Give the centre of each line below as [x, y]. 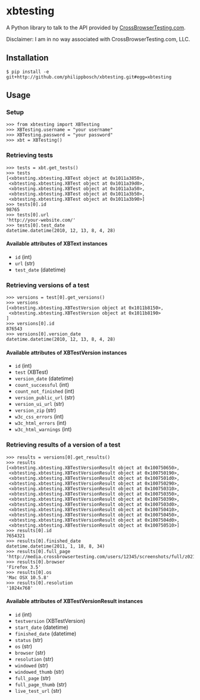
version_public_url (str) [45, 398]
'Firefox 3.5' [24, 567]
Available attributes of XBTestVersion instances [67, 352]
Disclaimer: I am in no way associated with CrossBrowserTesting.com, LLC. [98, 39]
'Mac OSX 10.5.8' [28, 577]
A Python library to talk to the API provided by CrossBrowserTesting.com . [96, 27]
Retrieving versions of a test [48, 285]
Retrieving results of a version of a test [63, 445]
